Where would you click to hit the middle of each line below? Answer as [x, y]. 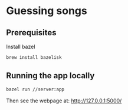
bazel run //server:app [35, 89]
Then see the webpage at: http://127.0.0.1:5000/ [64, 101]
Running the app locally [50, 76]
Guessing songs [47, 11]
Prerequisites [31, 33]
